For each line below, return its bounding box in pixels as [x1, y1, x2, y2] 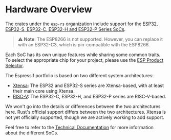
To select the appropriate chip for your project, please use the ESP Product [5, 57, 164, 63]
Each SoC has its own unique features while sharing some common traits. [5, 51, 161, 58]
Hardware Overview [5, 4, 92, 15]
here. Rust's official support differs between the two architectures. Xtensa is [5, 109, 166, 115]
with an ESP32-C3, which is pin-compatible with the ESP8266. [17, 41, 150, 47]
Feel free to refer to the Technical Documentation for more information [5, 124, 154, 130]
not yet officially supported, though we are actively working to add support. [5, 114, 165, 120]
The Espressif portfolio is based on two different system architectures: [5, 72, 154, 78]
